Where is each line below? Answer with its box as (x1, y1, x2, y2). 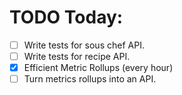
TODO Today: (9, 6, 124, 29)
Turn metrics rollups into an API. (23, 73, 157, 85)
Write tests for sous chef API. (23, 39, 145, 51)
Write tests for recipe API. (23, 51, 131, 62)
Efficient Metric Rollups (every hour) (23, 62, 174, 74)
